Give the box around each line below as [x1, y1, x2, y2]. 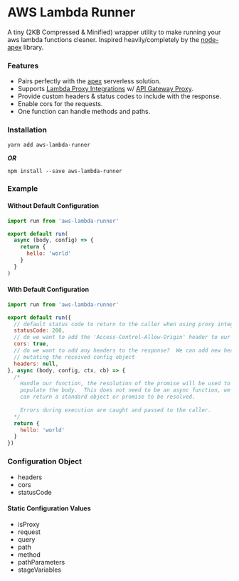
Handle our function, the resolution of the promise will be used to [20, 380, 231, 387]
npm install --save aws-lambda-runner [7, 167, 122, 174]
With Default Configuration [7, 286, 90, 294]
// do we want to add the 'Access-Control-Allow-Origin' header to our [14, 334, 231, 341]
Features [7, 61, 39, 70]
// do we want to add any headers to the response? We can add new [14, 347, 221, 355]
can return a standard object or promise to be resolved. [20, 393, 196, 401]
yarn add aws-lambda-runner [7, 141, 91, 148]
